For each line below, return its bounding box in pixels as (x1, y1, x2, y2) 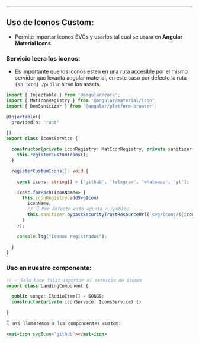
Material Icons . (14, 39, 53, 46)
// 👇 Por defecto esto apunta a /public (27, 206, 129, 212)
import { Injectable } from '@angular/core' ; (6, 92, 120, 98)
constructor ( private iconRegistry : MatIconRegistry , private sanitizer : (11, 146, 195, 152)
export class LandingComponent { (6, 283, 89, 289)
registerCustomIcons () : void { (11, 168, 89, 174)
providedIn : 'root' (11, 119, 60, 125)
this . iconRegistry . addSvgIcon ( (21, 195, 99, 201)
